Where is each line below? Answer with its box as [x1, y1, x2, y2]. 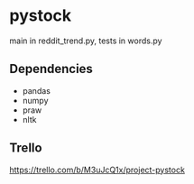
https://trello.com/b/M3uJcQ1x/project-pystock [9, 164, 185, 175]
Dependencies [9, 61, 93, 77]
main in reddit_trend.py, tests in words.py [9, 35, 162, 46]
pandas [22, 85, 51, 96]
